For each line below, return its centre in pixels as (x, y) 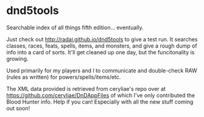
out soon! (18, 108)
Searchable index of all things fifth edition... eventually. (75, 27)
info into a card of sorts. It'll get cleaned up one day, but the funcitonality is (100, 52)
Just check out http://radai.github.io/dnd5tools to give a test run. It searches (102, 39)
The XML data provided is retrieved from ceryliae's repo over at (86, 88)
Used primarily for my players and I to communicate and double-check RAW (102, 70)
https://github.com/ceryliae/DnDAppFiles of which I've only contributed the (101, 95)
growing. (17, 58)
